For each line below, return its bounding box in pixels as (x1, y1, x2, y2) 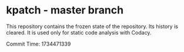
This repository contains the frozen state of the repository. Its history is (6, 23, 178, 30)
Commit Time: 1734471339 (6, 40, 71, 47)
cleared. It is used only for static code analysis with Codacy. (6, 29, 152, 36)
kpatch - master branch (6, 4, 124, 17)
